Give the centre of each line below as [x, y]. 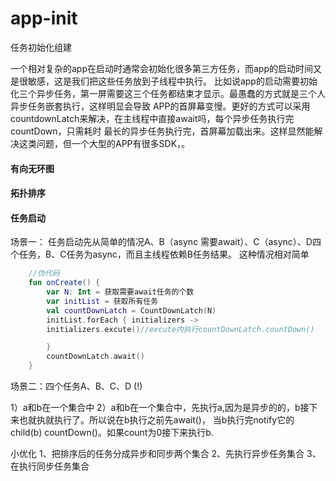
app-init [44, 18]
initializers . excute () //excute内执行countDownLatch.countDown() [180, 329]
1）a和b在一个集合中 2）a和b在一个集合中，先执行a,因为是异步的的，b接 [160, 408]
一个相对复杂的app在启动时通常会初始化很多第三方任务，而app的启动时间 [162, 68]
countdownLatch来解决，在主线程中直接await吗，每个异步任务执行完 [152, 118]
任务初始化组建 [41, 47]
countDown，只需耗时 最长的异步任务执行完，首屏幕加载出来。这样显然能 [162, 131]
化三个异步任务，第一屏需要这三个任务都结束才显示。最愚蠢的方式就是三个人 [168, 93]
